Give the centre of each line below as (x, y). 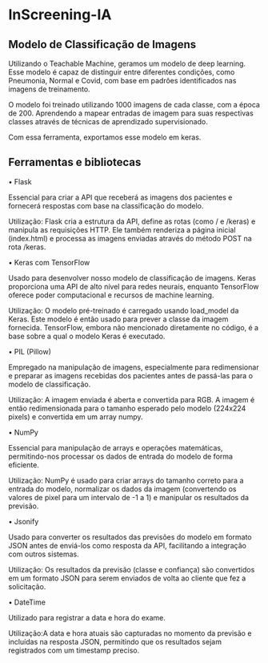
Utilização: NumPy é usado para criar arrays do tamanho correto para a (126, 480)
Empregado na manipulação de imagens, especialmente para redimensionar (134, 367)
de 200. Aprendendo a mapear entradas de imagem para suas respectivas (131, 113)
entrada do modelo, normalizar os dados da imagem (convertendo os (122, 489)
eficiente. (24, 465)
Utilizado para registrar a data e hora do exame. (87, 617)
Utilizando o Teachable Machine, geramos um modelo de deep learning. (127, 63)
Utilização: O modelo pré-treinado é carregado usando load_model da (124, 310)
